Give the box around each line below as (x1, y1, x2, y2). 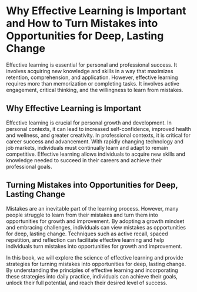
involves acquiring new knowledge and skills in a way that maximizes (6, 67, 173, 74)
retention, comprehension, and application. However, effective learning (6, 74, 178, 81)
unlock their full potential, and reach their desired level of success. (6, 279, 168, 286)
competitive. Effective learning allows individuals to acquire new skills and (6, 150, 185, 158)
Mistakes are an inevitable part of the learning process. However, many (6, 205, 179, 212)
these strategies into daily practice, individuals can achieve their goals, (6, 273, 178, 280)
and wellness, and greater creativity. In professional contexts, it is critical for (6, 132, 191, 139)
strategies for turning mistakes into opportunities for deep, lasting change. (6, 260, 186, 267)
